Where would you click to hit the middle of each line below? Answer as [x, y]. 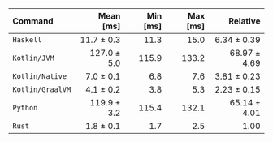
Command [33, 21]
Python [25, 108]
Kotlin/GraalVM [42, 90]
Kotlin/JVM [33, 58]
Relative [245, 21]
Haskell [27, 40]
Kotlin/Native [40, 76]
